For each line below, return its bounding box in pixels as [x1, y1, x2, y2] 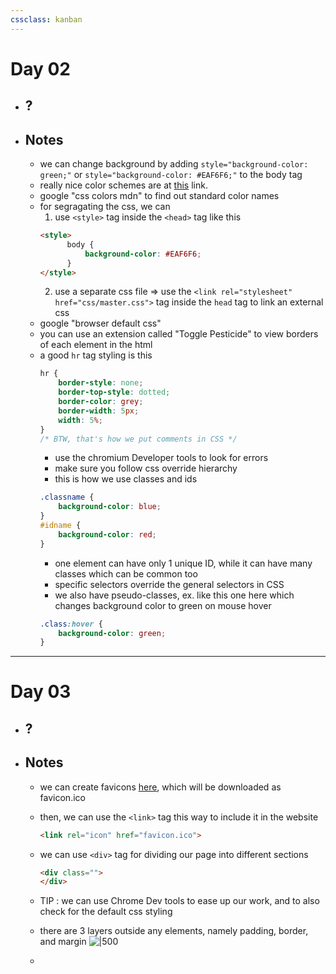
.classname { [39, 492, 95, 503]
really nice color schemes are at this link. [39, 179, 208, 191]
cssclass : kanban [10, 14, 83, 25]
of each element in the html [39, 339, 153, 351]
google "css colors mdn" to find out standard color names [39, 190, 280, 202]
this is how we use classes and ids [54, 473, 198, 485]
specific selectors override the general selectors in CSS [54, 578, 285, 590]
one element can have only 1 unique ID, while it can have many [54, 557, 313, 569]
